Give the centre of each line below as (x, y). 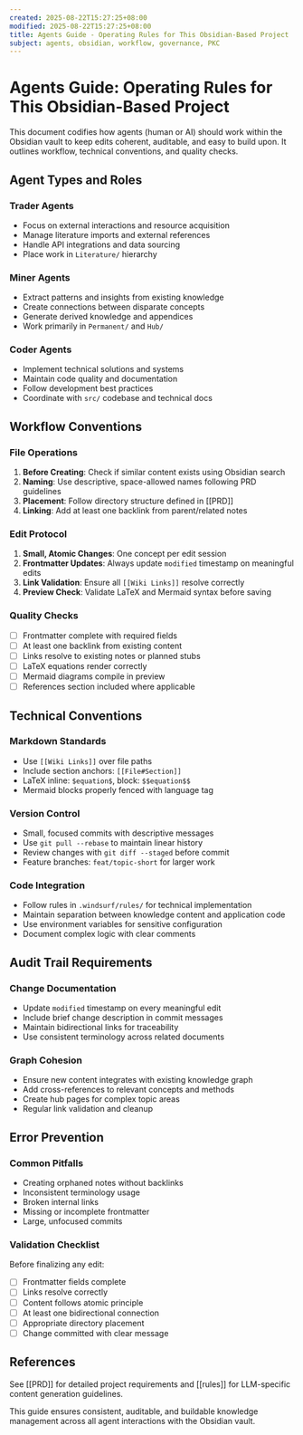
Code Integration (47, 885)
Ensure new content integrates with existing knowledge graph (137, 1080)
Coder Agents (41, 349)
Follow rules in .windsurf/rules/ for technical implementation (137, 905)
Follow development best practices (88, 388)
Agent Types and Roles (76, 180)
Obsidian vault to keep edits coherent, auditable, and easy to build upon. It (148, 142)
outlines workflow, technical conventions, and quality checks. (124, 151)
